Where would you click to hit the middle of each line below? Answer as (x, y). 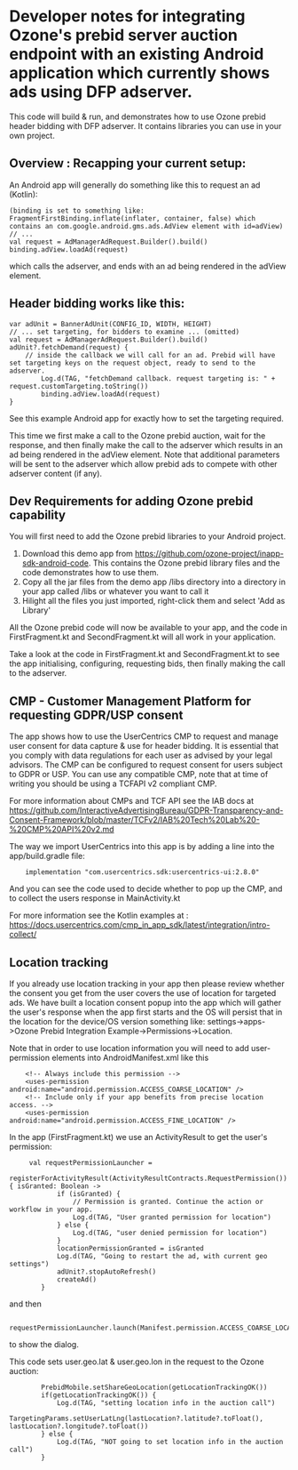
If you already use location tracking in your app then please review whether (147, 984)
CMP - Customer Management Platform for (130, 701)
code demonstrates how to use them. (90, 573)
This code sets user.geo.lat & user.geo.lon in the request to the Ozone (137, 1362)
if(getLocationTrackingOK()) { (99, 1395)
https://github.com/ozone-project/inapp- (209, 554)
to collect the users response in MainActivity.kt (95, 898)
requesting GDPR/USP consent (96, 715)
